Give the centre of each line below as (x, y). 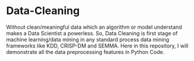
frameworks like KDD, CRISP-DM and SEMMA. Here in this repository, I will (97, 46)
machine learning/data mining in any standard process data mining (88, 39)
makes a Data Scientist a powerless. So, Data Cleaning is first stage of (92, 33)
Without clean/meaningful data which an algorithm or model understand (94, 27)
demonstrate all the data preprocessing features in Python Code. (85, 52)
